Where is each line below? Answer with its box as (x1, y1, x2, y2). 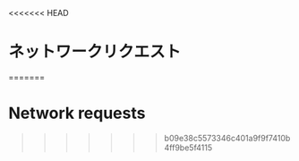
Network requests (8, 103, 146, 123)
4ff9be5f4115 (164, 142, 212, 153)
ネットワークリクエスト (8, 42, 182, 62)
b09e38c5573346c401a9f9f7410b (164, 132, 291, 143)
